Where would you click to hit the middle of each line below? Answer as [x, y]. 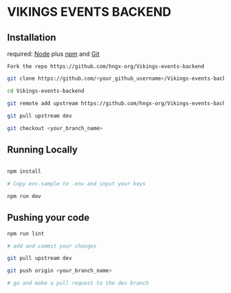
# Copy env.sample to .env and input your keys [77, 184]
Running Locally [42, 150]
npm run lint [26, 234]
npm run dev [24, 196]
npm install [24, 172]
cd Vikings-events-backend [46, 91]
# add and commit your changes [52, 246]
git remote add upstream [43, 103]
